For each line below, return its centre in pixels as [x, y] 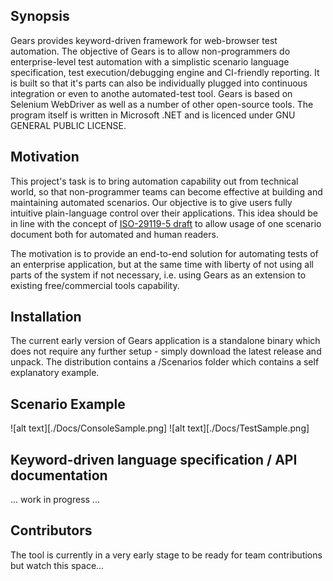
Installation [46, 317]
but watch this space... [57, 565]
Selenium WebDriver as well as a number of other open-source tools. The [162, 104]
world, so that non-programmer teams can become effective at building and [166, 191]
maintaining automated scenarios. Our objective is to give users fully [151, 202]
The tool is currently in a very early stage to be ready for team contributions [166, 555]
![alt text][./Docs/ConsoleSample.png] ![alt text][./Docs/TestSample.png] [160, 428]
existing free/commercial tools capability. [95, 285]
